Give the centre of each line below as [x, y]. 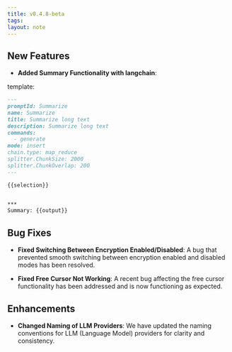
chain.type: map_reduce [42, 153]
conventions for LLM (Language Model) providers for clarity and [111, 333]
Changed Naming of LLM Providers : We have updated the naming [115, 325]
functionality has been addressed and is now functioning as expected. [120, 286]
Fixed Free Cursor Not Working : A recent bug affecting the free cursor [121, 279]
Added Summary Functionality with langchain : [87, 73]
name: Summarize [31, 113]
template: [21, 87]
